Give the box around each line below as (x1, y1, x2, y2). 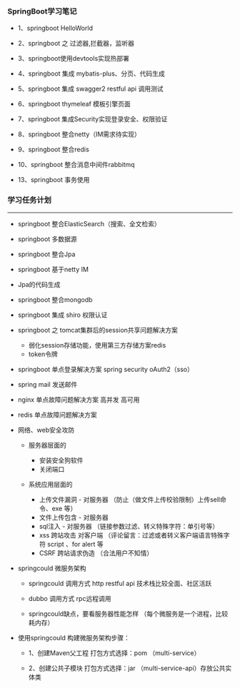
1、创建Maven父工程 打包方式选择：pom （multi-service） (28, 648, 201, 657)
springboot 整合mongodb (17, 295, 93, 304)
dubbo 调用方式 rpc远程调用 (28, 594, 111, 602)
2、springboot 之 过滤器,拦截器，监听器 (17, 39, 134, 48)
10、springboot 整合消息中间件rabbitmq (17, 161, 135, 169)
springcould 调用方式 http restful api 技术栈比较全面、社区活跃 (28, 579, 212, 587)
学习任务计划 (7, 195, 52, 205)
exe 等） (51, 504, 77, 512)
